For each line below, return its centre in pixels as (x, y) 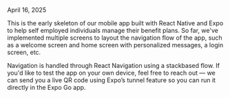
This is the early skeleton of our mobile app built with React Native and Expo (115, 23)
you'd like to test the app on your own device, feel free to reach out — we (111, 73)
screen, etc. (24, 52)
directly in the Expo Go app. (46, 87)
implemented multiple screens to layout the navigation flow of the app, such (115, 38)
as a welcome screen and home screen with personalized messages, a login (115, 45)
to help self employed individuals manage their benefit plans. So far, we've (113, 30)
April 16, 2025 (27, 10)
